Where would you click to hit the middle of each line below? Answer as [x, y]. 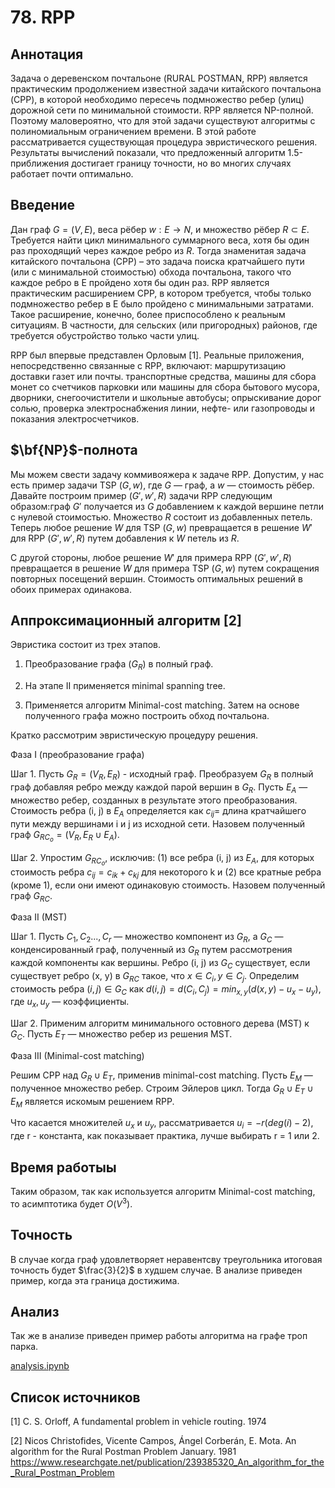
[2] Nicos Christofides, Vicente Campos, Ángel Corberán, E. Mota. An [153, 1441]
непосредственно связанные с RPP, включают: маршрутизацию [148, 365]
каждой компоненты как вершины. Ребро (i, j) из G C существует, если [160, 964]
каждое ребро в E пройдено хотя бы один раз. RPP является [140, 282]
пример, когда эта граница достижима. [95, 1280]
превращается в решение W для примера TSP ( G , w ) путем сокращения [165, 568]
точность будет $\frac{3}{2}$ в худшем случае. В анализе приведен [156, 1270]
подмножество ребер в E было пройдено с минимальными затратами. [162, 303]
